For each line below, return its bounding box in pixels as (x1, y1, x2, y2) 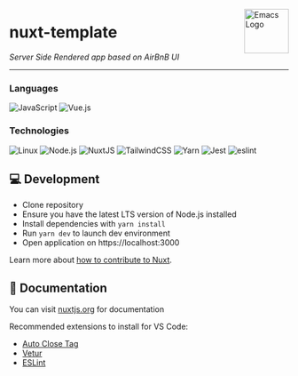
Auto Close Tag (21, 339, 79, 349)
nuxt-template (9, 22, 118, 43)
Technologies (9, 124, 69, 137)
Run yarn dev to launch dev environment (21, 228, 171, 239)
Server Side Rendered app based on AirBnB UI (9, 52, 180, 62)
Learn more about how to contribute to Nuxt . (9, 254, 173, 266)
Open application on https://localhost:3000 (21, 237, 180, 248)
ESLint (21, 357, 46, 368)
